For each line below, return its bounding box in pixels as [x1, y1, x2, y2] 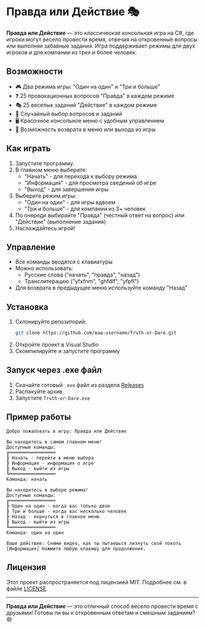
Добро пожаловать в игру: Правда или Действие [6, 428, 127, 434]
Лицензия [6, 562, 46, 572]
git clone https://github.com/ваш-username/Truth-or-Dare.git [15, 330, 177, 336]
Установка [6, 301, 49, 312]
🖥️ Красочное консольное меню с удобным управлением [15, 117, 165, 124]
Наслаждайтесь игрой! [15, 224, 76, 232]
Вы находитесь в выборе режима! [6, 486, 88, 493]
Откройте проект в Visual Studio [15, 341, 99, 348]
